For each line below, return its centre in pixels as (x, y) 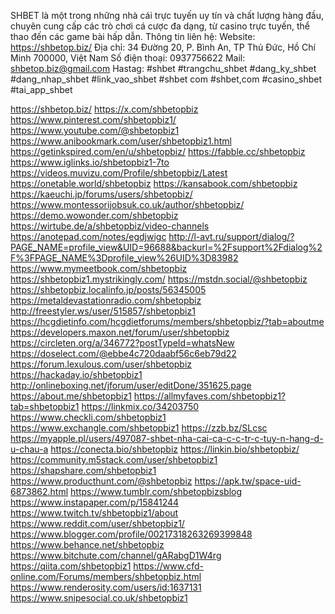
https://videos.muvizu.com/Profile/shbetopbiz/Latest (119, 173)
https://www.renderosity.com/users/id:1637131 (106, 587)
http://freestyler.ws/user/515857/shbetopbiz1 (103, 311)
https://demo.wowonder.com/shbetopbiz (94, 215)
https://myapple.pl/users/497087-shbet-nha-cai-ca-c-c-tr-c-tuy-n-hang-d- (167, 438)
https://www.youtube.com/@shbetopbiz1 (95, 130)
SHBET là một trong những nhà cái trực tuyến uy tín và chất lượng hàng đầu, (167, 15)
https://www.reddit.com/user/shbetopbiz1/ (97, 523)
